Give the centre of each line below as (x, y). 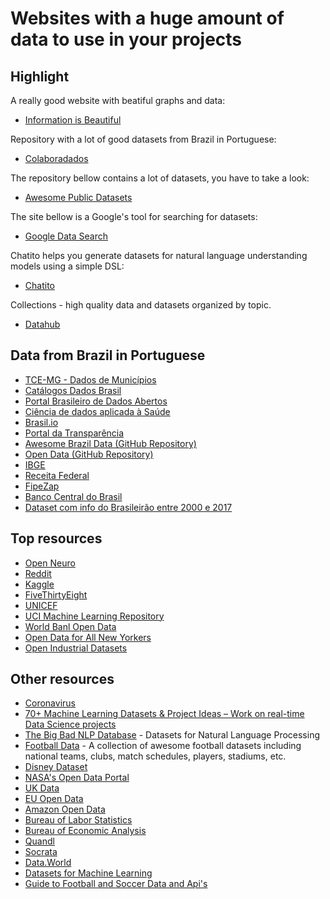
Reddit (38, 573)
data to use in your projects (126, 39)
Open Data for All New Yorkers (88, 637)
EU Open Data (54, 799)
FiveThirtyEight (56, 594)
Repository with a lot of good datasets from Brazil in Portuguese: (143, 139)
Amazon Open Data (65, 809)
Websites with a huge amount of (147, 18)
